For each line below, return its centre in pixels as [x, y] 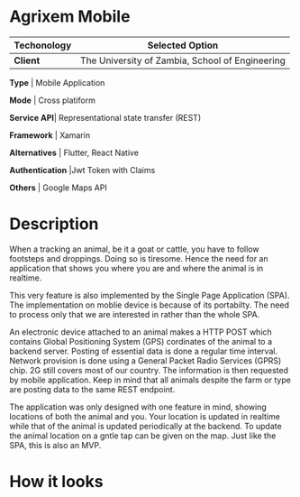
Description [54, 224]
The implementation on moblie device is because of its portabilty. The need [150, 305]
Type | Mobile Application [57, 82]
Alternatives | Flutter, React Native [74, 152]
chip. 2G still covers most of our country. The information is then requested [149, 370]
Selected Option [183, 45]
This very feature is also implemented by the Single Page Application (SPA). [150, 295]
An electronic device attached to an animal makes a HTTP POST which [141, 332]
